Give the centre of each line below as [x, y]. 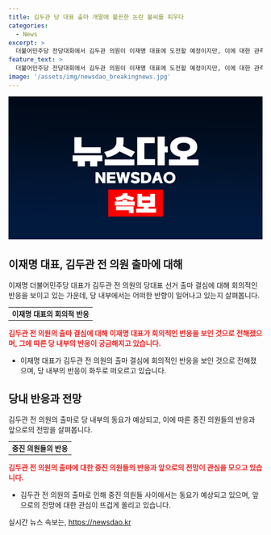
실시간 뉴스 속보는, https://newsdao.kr [70, 522]
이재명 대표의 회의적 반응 [50, 314]
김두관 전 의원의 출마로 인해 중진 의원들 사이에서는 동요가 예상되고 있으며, [135, 495]
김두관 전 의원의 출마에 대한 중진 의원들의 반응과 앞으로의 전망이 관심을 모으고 [128, 468]
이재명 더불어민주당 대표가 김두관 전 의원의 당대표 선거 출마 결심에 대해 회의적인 [133, 285]
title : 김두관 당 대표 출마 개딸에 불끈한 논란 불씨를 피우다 [96, 17]
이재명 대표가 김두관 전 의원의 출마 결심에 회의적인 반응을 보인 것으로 [127, 360]
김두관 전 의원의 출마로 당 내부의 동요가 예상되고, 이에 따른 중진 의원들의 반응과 [132, 419]
